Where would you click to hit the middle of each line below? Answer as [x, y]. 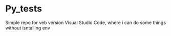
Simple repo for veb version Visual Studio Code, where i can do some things [86, 22]
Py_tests [24, 9]
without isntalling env [28, 27]
